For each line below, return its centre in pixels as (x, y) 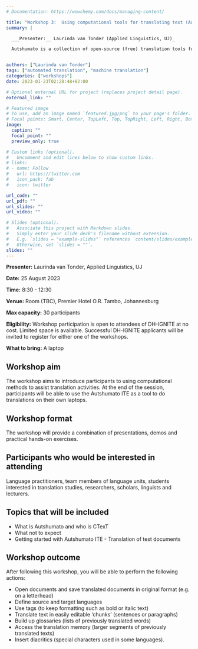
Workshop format (39, 418)
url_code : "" (22, 196)
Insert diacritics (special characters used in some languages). (90, 640)
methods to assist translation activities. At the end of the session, (85, 387)
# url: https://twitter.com (43, 174)
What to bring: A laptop (35, 348)
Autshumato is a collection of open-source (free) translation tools (98, 49)
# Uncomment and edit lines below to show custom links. (80, 157)
